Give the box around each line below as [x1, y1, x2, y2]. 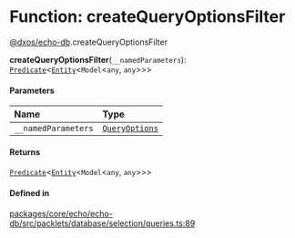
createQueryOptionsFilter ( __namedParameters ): [9, 54, 187, 65]
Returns [9, 146, 41, 157]
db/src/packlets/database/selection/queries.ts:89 [9, 217, 196, 229]
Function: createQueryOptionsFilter [9, 6, 286, 27]
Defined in [9, 187, 50, 198]
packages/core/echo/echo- [9, 208, 114, 219]
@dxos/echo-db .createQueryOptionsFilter [9, 36, 168, 47]
